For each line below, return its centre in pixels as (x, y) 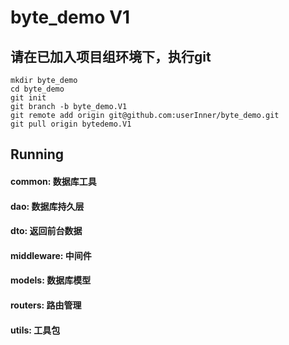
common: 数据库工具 (53, 181)
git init (28, 98)
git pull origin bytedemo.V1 (71, 124)
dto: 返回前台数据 (46, 231)
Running (37, 154)
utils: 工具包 (35, 330)
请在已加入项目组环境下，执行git (111, 56)
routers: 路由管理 (46, 305)
